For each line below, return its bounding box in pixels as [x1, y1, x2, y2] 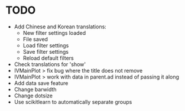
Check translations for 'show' [14, 60, 86, 68]
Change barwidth [14, 86, 57, 93]
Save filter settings [22, 48, 69, 55]
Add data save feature [14, 79, 69, 86]
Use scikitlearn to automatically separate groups [14, 98, 132, 105]
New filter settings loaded [22, 29, 86, 36]
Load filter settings [22, 42, 69, 49]
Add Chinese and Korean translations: [14, 23, 107, 30]
